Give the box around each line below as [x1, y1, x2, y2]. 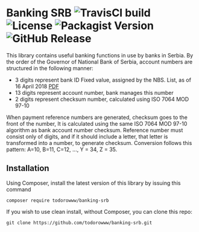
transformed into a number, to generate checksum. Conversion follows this [6, 139, 192, 146]
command [6, 185, 31, 193]
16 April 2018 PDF [14, 82, 59, 90]
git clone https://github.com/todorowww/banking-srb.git [6, 219, 153, 226]
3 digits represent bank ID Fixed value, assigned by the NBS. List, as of [14, 76, 192, 83]
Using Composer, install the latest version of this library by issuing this [6, 179, 181, 187]
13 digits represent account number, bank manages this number [14, 89, 174, 96]
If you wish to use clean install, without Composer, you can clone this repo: [6, 208, 193, 215]
